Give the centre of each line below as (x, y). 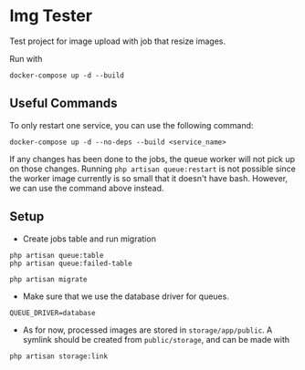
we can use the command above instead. (87, 188)
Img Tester (51, 16)
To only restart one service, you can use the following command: (131, 125)
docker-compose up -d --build (67, 75)
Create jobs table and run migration (89, 239)
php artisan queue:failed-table (71, 263)
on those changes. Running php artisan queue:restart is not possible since (153, 169)
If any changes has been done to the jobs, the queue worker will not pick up (152, 159)
